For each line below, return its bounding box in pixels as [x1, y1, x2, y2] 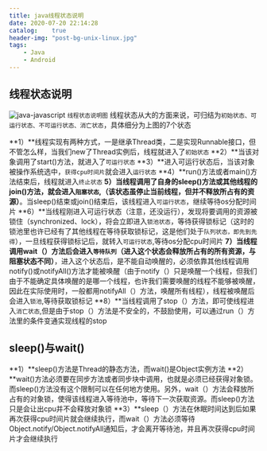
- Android [23, 56, 56, 64]
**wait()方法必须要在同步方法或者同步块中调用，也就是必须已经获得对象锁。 [9, 374, 257, 383]
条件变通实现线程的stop [29, 316, 107, 325]
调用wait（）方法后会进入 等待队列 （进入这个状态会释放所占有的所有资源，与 [9, 246, 257, 255]
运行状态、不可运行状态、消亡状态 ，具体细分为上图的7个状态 [9, 120, 192, 130]
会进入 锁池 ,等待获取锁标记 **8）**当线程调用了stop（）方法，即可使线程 [9, 296, 248, 305]
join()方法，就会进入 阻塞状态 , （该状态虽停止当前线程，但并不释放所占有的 [9, 186, 248, 196]
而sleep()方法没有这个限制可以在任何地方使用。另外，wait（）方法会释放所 [9, 383, 255, 394]
